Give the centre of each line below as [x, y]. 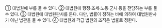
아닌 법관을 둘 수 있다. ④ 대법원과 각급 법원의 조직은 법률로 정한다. [73, 20]
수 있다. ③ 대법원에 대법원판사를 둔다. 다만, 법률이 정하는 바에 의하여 [71, 14]
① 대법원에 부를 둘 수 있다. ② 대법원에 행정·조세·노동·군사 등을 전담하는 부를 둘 [81, 8]
